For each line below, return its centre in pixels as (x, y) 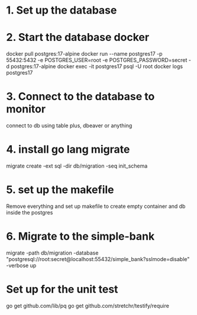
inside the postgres (30, 212)
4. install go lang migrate (68, 150)
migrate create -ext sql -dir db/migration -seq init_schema (77, 166)
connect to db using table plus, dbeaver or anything (69, 126)
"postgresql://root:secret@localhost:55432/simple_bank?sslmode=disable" (98, 259)
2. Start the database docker (78, 38)
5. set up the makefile (60, 190)
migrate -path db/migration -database (52, 253)
